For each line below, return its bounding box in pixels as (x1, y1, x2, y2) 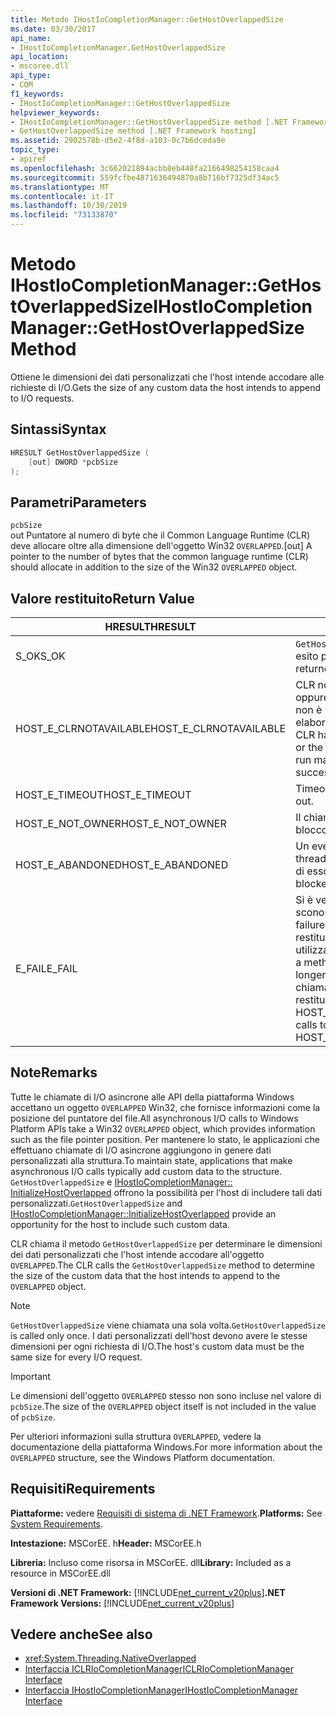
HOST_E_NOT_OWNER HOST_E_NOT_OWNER (15, 817, 227, 830)
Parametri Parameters (10, 494, 147, 511)
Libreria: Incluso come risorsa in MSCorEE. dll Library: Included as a (10, 1556, 292, 1568)
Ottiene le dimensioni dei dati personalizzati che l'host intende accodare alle (10, 371, 325, 383)
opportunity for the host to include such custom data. (10, 1218, 230, 1230)
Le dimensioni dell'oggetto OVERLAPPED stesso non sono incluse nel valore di (10, 1389, 322, 1401)
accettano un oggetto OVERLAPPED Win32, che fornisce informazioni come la (10, 1101, 321, 1113)
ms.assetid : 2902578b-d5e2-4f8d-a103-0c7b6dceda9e (10, 136, 226, 146)
